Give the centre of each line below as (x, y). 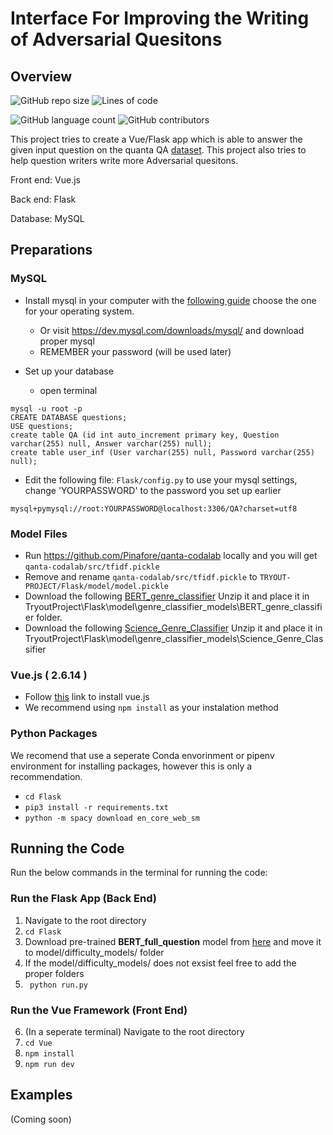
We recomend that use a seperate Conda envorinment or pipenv (142, 755)
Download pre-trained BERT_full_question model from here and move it (173, 941)
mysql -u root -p (46, 408)
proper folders (54, 973)
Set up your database (69, 371)
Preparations (51, 250)
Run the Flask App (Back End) (83, 899)
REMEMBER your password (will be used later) (135, 351)
